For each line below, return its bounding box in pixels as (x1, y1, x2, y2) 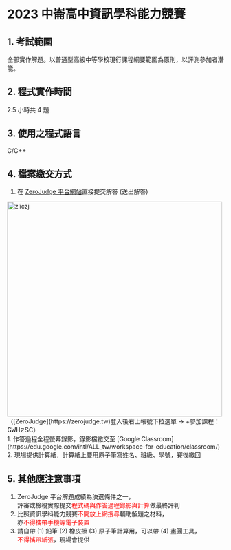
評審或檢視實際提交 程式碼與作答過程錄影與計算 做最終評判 (16, 501, 180, 509)
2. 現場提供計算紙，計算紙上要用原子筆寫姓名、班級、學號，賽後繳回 (7, 451, 201, 459)
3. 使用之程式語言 (7, 128, 81, 140)
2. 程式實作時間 (7, 86, 72, 98)
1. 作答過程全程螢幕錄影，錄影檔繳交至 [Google (7, 435, 140, 443)
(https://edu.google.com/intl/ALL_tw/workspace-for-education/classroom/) (7, 443, 221, 451)
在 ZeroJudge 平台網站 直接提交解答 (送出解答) (16, 187, 148, 196)
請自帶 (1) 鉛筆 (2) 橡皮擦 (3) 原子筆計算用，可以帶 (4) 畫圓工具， (16, 527, 201, 536)
